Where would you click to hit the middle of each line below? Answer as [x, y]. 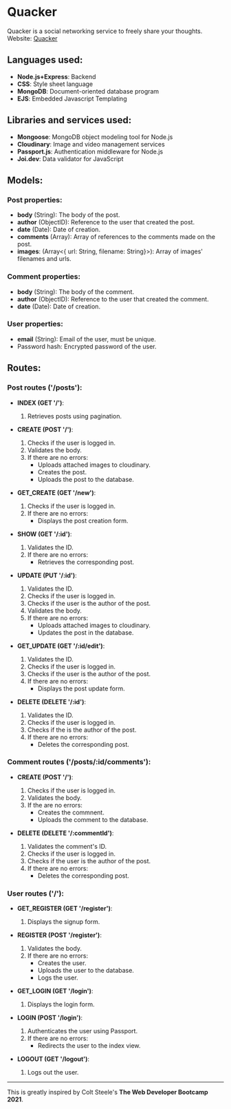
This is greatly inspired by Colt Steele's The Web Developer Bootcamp [108, 1092]
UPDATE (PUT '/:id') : [47, 575]
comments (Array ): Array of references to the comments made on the [116, 237]
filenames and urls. [44, 259]
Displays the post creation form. [83, 520]
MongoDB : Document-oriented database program [88, 91]
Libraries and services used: [69, 120]
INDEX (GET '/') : [40, 403]
